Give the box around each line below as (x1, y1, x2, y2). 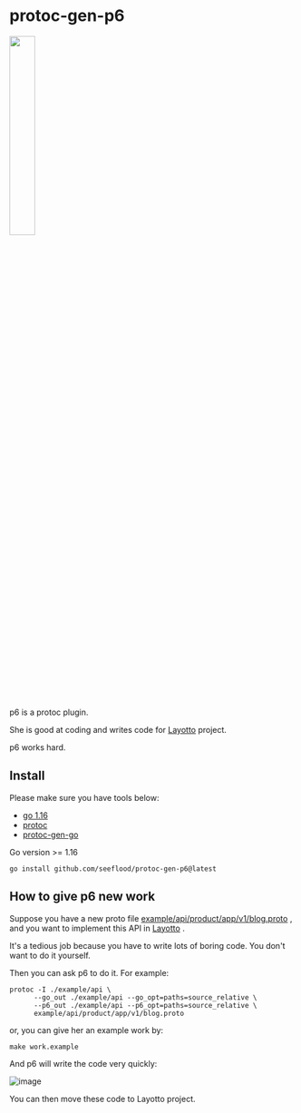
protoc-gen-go (22, 829, 79, 840)
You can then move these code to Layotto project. (9, 1093, 196, 1104)
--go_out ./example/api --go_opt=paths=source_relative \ (33, 992, 257, 1002)
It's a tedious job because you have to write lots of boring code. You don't (9, 940, 286, 951)
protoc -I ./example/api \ (9, 985, 112, 994)
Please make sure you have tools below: (9, 792, 160, 803)
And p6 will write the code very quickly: (9, 1058, 158, 1069)
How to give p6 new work (9, 889, 156, 904)
